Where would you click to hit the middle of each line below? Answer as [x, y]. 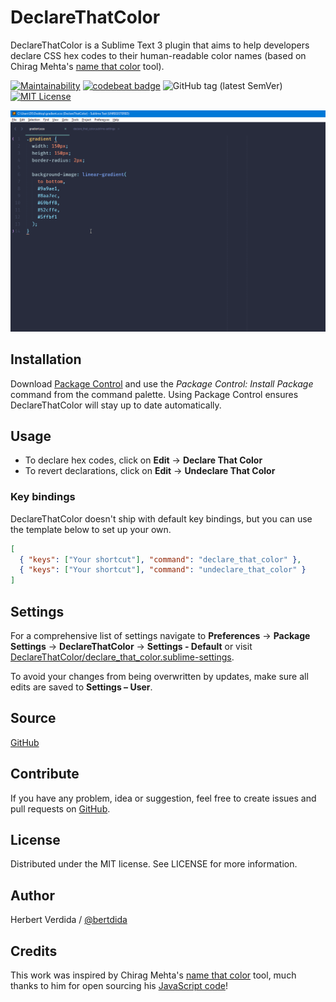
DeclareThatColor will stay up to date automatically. [116, 405]
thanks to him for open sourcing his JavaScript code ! [119, 986]
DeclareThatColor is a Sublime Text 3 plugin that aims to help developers [160, 45]
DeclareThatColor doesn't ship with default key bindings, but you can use [161, 518]
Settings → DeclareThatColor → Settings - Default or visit [131, 647]
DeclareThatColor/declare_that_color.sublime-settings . [122, 657]
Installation [46, 359]
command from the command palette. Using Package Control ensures [154, 394]
